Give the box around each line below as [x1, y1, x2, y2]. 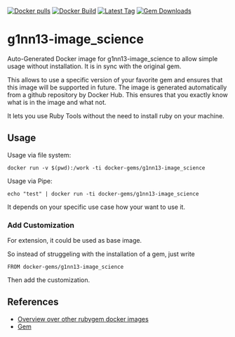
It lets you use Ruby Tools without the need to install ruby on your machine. [7, 111, 224, 120]
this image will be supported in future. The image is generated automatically [7, 83, 227, 91]
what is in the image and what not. [7, 98, 107, 106]
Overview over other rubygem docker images [17, 314, 149, 323]
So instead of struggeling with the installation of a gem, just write [7, 250, 195, 258]
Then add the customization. [7, 276, 90, 284]
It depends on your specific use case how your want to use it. [7, 203, 186, 211]
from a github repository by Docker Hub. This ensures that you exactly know [7, 90, 228, 98]
